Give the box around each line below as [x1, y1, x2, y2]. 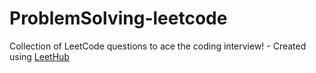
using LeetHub [9, 50, 70, 62]
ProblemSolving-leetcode [9, 7, 228, 30]
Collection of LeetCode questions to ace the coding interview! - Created [9, 40, 307, 52]
